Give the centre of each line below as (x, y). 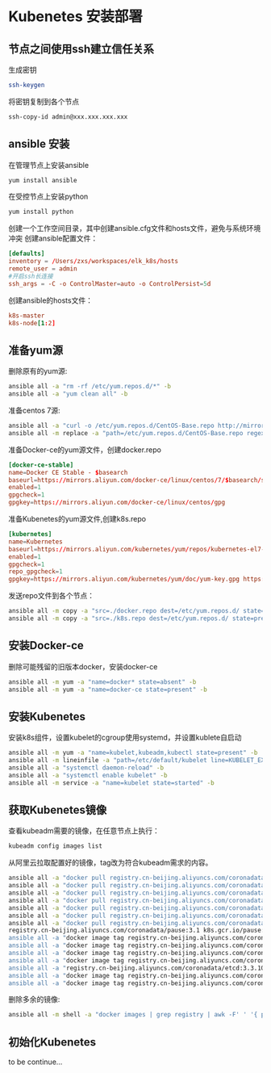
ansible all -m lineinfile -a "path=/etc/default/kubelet (108, 761)
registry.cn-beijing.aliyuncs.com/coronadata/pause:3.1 (104, 930)
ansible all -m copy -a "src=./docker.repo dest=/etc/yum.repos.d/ (124, 611)
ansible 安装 (39, 144)
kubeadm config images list (56, 846)
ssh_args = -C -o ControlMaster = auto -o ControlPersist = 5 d (110, 283)
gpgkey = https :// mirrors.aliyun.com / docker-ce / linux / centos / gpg (117, 503)
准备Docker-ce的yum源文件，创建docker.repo (85, 450)
